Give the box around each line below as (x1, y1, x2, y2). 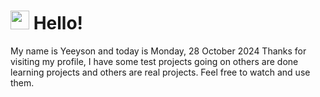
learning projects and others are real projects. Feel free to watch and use (10, 66, 311, 78)
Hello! (33, 12, 84, 35)
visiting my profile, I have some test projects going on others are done (10, 55, 299, 67)
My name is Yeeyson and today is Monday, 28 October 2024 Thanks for (10, 45, 307, 57)
